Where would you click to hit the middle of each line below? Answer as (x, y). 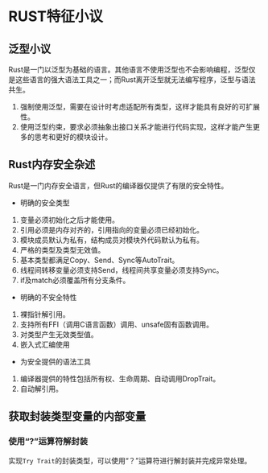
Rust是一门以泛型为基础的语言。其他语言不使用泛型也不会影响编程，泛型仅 (132, 70)
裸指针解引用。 (45, 314)
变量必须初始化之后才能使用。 (69, 220)
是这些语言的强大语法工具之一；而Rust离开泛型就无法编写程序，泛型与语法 (132, 80)
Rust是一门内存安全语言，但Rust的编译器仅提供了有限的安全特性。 (118, 185)
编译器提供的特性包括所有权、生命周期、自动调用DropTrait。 (120, 378)
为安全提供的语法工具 (55, 361)
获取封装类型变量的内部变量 (77, 416)
